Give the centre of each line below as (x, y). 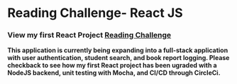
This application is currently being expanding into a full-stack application (118, 50)
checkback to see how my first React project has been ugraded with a (112, 66)
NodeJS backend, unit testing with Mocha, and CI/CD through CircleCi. (114, 73)
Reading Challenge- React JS (95, 13)
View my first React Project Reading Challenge (89, 35)
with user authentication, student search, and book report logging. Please (118, 58)
